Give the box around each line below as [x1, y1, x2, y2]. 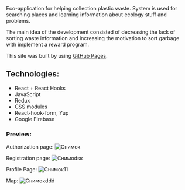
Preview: [6, 130, 32, 138]
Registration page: [6, 154, 50, 162]
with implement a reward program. [6, 41, 90, 48]
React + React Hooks [14, 85, 66, 92]
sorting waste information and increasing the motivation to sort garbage [6, 35, 180, 41]
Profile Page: [6, 166, 37, 173]
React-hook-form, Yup [14, 109, 69, 116]
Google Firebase [14, 115, 55, 122]
